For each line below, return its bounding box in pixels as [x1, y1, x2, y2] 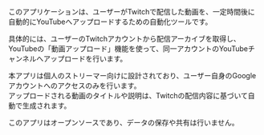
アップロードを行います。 [43, 54, 128, 63]
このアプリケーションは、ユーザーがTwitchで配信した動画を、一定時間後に [8, 7, 255, 16]
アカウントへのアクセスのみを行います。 [8, 81, 141, 90]
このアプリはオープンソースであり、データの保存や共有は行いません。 [8, 118, 239, 127]
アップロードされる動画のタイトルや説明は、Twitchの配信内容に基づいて [8, 91, 249, 100]
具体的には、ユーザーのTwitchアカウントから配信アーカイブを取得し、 [8, 34, 241, 43]
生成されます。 [22, 101, 71, 110]
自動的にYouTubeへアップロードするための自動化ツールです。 [8, 17, 213, 26]
